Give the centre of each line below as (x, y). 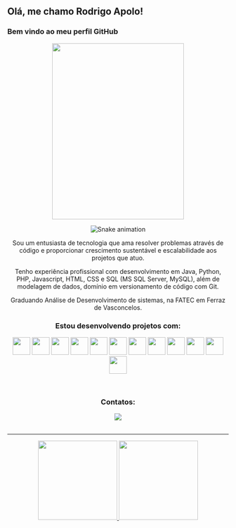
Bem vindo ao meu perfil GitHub (63, 32)
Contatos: (118, 402)
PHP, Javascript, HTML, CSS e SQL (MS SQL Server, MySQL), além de (118, 279)
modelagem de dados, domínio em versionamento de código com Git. (118, 286)
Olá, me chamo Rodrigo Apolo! (76, 12)
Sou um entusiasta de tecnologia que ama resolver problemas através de (118, 243)
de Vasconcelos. (118, 307)
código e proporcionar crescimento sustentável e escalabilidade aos (118, 250)
